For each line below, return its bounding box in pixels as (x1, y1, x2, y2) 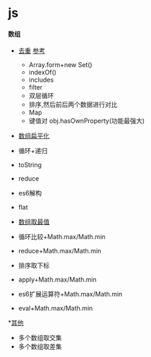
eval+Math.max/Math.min (18, 304, 93, 313)
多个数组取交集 (18, 334, 62, 342)
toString (18, 161, 42, 169)
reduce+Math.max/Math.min (18, 247, 102, 255)
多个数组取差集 (18, 342, 62, 351)
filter (28, 83, 43, 92)
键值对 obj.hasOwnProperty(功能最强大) (28, 116, 145, 125)
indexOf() (28, 68, 57, 77)
